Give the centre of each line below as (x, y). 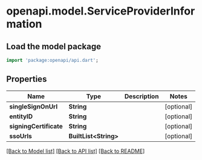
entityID (21, 116)
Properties (27, 79)
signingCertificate (36, 126)
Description (142, 96)
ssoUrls (21, 136)
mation (24, 24)
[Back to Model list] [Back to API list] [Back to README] (76, 151)
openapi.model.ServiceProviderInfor (101, 11)
